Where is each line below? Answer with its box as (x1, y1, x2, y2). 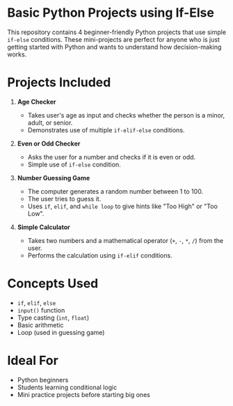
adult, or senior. (27, 118, 73, 127)
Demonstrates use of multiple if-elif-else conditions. (27, 125, 185, 134)
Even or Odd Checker (17, 139, 81, 148)
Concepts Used (7, 276, 99, 292)
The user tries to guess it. (27, 194, 102, 203)
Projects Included (7, 75, 111, 91)
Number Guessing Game (17, 173, 90, 182)
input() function (17, 306, 65, 314)
